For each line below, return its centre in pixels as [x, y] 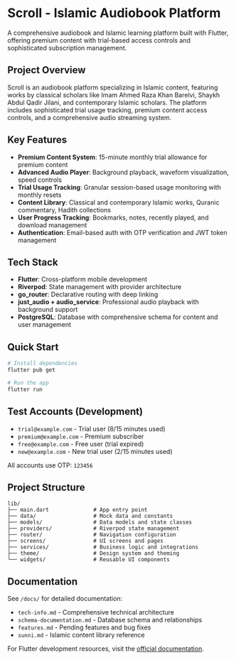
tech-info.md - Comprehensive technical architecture [96, 612]
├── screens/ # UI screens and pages [85, 541]
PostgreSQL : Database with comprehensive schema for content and [118, 317]
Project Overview [47, 70]
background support [48, 310]
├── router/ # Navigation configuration [92, 535]
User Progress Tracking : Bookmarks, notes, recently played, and [113, 217]
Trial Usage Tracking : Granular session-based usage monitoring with [119, 187]
